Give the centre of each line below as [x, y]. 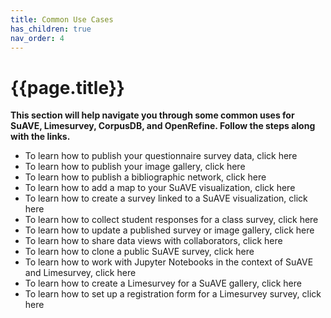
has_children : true [51, 29]
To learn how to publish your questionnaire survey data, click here [161, 156]
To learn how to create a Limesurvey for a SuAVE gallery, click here [163, 283]
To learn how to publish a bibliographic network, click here [145, 177]
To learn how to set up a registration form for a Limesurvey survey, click [173, 294]
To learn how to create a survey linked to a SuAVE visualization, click [166, 198]
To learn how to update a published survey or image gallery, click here [169, 230]
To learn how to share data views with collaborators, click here [153, 241]
